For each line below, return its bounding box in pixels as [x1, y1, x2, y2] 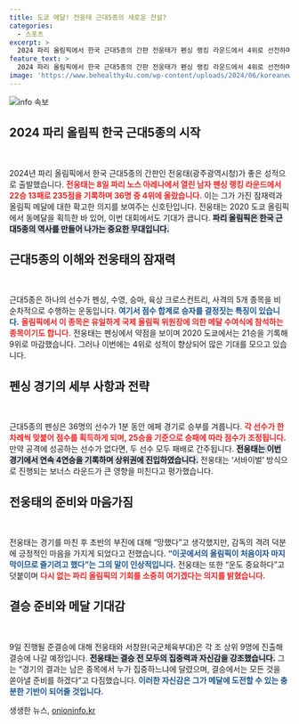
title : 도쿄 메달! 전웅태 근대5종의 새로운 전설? [9, 12, 167, 22]
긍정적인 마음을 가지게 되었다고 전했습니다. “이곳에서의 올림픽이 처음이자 [18, 549, 270, 558]
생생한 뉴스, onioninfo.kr [9, 704, 96, 715]
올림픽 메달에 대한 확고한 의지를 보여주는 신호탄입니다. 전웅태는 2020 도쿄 [9, 201, 266, 212]
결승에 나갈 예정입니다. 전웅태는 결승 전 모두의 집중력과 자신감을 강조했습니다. [9, 652, 276, 663]
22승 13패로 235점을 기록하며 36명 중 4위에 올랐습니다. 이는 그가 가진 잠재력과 [9, 190, 283, 200]
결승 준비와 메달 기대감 [9, 598, 126, 614]
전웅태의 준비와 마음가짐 [9, 494, 133, 509]
